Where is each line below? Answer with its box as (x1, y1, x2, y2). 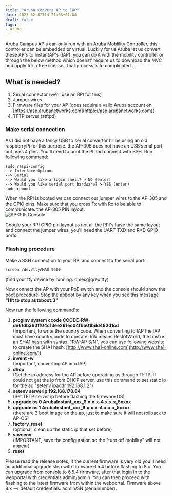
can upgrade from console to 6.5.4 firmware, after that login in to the (5, 469, 150, 475)
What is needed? (5, 78, 61, 86)
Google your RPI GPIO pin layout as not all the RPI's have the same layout (5, 222, 160, 228)
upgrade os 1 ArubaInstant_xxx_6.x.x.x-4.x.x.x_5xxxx (12, 404, 130, 410)
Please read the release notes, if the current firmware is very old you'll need (5, 458, 166, 464)
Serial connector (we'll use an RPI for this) (12, 91, 102, 97)
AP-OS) (12, 415, 29, 421)
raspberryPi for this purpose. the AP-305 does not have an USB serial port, (5, 143, 164, 149)
